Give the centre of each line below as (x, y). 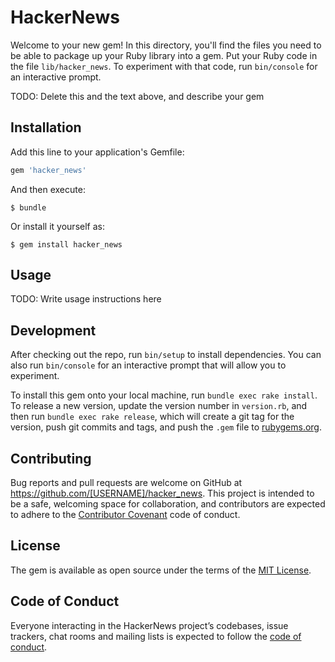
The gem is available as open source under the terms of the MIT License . (161, 570)
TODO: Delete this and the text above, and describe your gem (137, 96)
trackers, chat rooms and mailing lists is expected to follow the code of (156, 636)
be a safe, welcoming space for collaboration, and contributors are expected (168, 504)
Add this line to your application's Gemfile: (97, 152)
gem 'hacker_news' (48, 170)
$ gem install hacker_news (66, 244)
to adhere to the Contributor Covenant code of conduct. (125, 515)
